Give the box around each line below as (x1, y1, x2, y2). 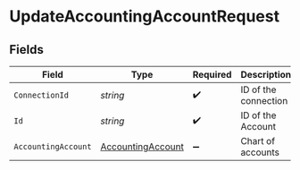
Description (240, 69, 292, 81)
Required (192, 69, 232, 81)
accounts (240, 146, 279, 158)
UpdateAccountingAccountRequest (9, 6, 279, 27)
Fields (9, 42, 45, 57)
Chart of (240, 135, 275, 147)
